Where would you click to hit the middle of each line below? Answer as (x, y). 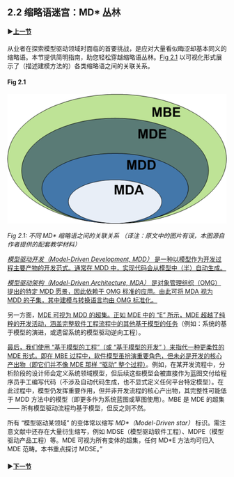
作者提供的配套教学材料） (44, 244)
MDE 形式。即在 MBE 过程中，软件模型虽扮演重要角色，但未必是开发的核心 (115, 356)
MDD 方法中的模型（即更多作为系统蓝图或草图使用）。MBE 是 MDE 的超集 (120, 400)
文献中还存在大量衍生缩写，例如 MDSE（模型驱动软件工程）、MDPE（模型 (118, 432)
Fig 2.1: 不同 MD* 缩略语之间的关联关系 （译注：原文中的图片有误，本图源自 (116, 236)
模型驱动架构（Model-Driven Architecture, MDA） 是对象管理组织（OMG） (114, 283)
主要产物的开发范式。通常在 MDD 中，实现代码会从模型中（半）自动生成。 (119, 268)
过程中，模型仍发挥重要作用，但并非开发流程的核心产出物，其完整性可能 (117, 391)
